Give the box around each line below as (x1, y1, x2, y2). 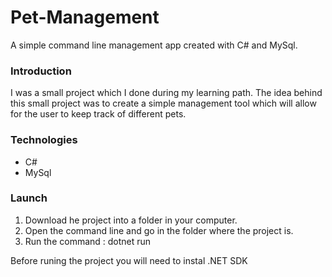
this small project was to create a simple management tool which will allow (10, 97, 317, 110)
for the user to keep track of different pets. (10, 108, 187, 120)
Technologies (10, 133, 78, 147)
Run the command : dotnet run (24, 235, 152, 247)
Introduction (10, 64, 72, 78)
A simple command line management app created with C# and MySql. (10, 39, 298, 51)
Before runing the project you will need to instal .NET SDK (10, 254, 248, 266)
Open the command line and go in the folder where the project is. (24, 224, 294, 236)
